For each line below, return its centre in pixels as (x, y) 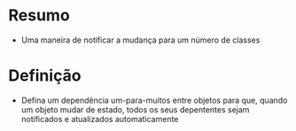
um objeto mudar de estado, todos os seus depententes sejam (135, 109)
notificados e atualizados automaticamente (100, 119)
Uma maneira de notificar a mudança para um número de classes (140, 40)
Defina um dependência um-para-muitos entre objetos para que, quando (154, 100)
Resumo (39, 15)
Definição (45, 76)
